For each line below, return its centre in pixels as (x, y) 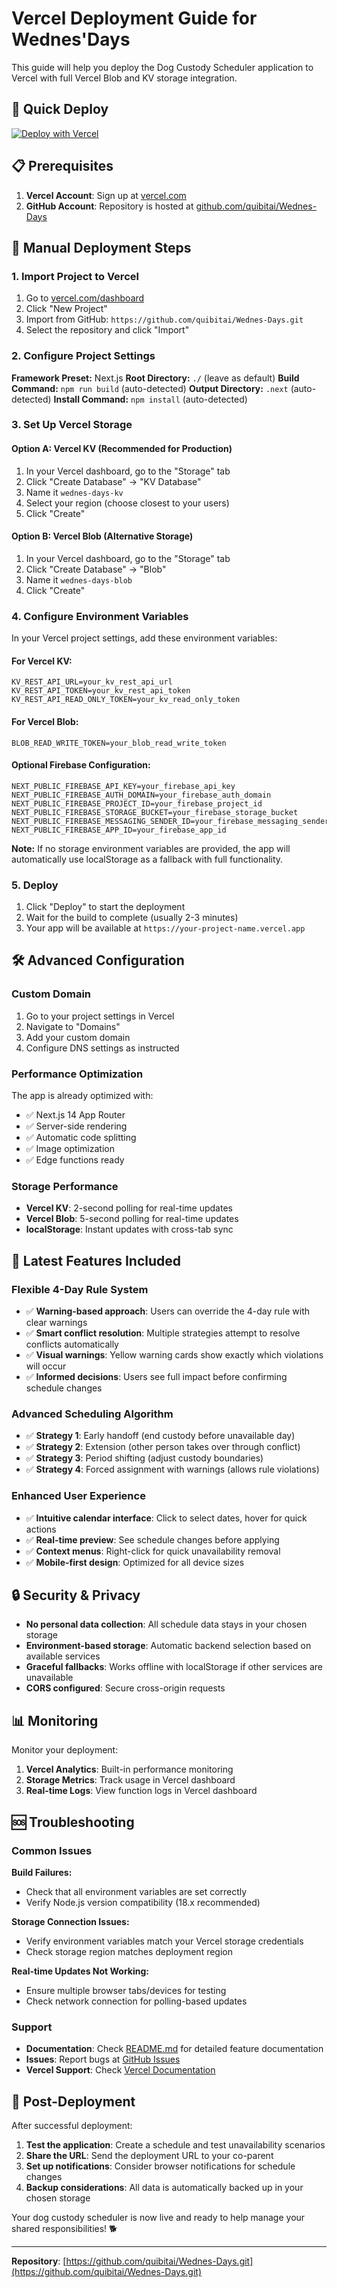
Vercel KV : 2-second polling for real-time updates (129, 1208)
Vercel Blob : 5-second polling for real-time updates (132, 1219)
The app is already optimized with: (82, 1096)
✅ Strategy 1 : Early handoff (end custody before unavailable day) (160, 1436)
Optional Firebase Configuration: (81, 765)
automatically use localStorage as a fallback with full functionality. (147, 859)
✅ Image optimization (70, 1149)
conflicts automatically (72, 1344)
